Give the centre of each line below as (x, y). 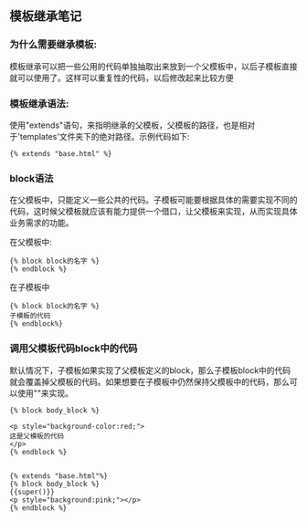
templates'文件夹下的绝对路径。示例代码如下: (105, 136)
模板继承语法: (39, 103)
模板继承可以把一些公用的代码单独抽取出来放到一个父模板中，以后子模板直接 (153, 66)
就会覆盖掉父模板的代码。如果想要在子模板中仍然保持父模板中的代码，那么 (149, 381)
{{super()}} (32, 492)
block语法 (32, 178)
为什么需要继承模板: (53, 45)
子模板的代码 (30, 316)
